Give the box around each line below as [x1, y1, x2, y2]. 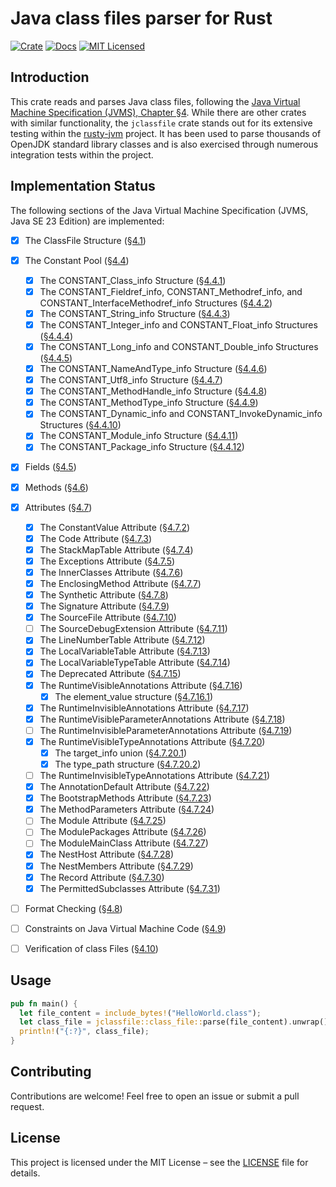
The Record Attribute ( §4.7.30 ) [39, 871, 165, 883]
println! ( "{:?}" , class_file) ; [19, 1027, 150, 1037]
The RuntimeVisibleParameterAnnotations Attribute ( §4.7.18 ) [39, 713, 286, 725]
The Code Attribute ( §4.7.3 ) [39, 532, 153, 544]
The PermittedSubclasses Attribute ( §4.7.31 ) [39, 882, 221, 894]
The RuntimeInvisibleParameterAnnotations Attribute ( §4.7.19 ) [39, 724, 293, 736]
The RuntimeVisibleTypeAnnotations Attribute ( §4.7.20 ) [39, 735, 266, 747]
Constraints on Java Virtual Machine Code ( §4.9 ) [24, 922, 227, 934]
